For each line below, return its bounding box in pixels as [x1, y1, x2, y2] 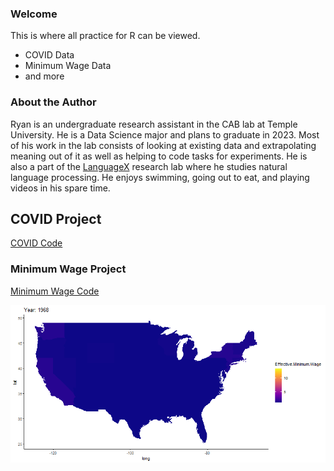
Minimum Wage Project [10, 262, 127, 276]
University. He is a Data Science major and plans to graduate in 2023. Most [10, 128, 320, 141]
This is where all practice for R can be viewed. [10, 30, 201, 42]
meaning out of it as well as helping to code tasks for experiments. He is [10, 150, 308, 162]
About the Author [10, 95, 97, 109]
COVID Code [10, 237, 63, 249]
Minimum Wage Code [10, 285, 100, 297]
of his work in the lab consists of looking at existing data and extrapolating [10, 139, 317, 151]
